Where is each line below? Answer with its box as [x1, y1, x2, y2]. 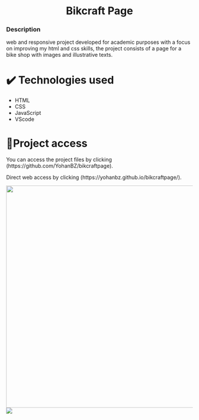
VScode [14, 116, 34, 123]
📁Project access [6, 136, 88, 150]
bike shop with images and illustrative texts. [6, 52, 113, 59]
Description [6, 25, 41, 34]
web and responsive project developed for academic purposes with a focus [6, 39, 191, 46]
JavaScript [14, 110, 41, 117]
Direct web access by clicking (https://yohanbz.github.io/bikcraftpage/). [6, 174, 182, 181]
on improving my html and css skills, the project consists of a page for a [6, 45, 182, 52]
